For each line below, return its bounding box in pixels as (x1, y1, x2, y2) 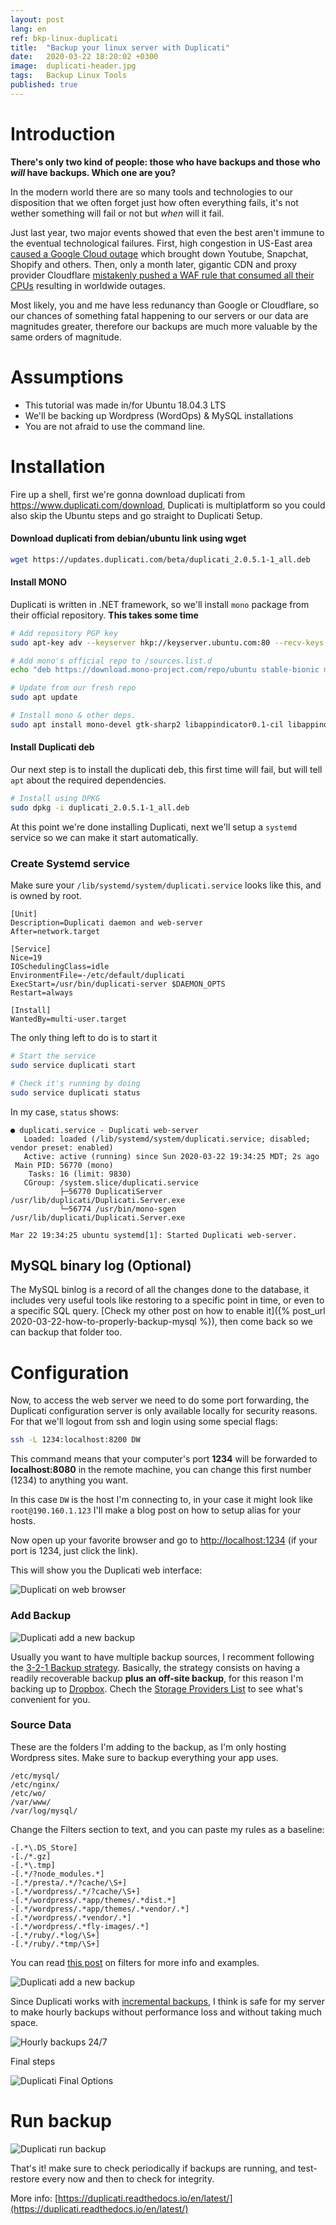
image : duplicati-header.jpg (10, 61, 137, 71)
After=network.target (10, 927, 101, 937)
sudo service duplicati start (10, 1060, 137, 1070)
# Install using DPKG (10, 794, 101, 804)
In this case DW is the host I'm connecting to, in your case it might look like (10, 1494, 313, 1506)
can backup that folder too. (10, 1326, 123, 1338)
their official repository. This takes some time (10, 609, 199, 621)
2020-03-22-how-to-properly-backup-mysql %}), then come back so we (10, 1316, 313, 1328)
